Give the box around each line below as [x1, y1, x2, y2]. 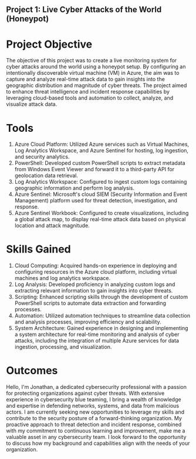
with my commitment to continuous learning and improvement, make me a [6, 427, 185, 434]
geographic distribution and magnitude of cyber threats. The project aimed [6, 82, 187, 89]
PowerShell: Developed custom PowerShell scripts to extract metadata [14, 159, 186, 167]
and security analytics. [14, 153, 70, 161]
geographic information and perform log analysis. [14, 185, 135, 192]
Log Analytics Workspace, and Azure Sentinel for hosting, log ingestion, [14, 147, 189, 154]
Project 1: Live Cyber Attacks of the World [6, 5, 162, 15]
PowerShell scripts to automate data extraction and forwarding [14, 300, 166, 307]
